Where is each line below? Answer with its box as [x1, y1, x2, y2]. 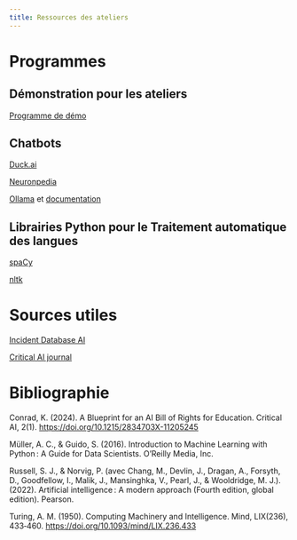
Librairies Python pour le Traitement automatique [9, 219, 287, 234]
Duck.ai [9, 159, 37, 170]
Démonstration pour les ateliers [9, 86, 188, 102]
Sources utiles [9, 306, 118, 325]
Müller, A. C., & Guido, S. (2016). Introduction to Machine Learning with [9, 439, 268, 449]
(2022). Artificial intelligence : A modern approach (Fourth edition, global [9, 485, 275, 496]
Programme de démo [9, 110, 87, 121]
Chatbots [9, 136, 62, 151]
